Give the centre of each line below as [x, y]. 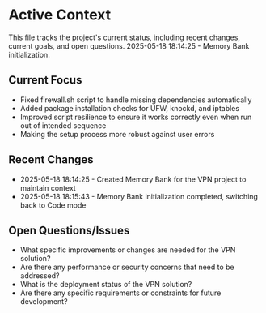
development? [44, 302]
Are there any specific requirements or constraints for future [120, 293]
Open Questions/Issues [69, 230]
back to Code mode [53, 205]
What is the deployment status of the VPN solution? [106, 285]
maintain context [48, 187]
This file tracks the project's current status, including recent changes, [125, 37]
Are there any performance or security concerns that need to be [127, 267]
